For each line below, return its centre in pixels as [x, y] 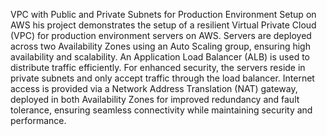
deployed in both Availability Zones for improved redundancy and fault [155, 99]
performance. [38, 120]
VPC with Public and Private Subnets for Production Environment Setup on [163, 14]
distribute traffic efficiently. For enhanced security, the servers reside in [158, 67]
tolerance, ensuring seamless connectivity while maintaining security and [161, 110]
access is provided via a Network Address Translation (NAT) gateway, [154, 88]
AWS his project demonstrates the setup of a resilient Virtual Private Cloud [163, 25]
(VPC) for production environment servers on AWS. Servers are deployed [161, 35]
